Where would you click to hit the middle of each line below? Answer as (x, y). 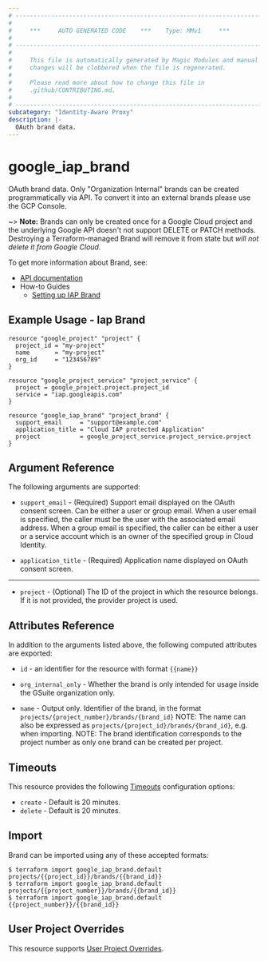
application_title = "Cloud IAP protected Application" (110, 429)
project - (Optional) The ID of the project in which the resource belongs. (139, 592)
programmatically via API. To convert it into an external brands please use (130, 197)
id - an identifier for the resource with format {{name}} (109, 669)
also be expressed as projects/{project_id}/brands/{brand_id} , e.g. (134, 725)
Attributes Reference (61, 626)
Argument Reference (61, 467)
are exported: (31, 653)
